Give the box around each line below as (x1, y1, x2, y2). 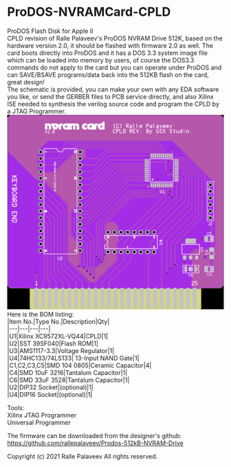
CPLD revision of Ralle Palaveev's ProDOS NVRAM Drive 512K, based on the (7, 34, 223, 42)
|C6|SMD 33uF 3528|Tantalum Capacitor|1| (7, 376, 130, 385)
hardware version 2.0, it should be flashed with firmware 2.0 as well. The (7, 41, 214, 49)
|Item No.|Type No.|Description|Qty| (7, 317, 110, 326)
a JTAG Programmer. (7, 107, 67, 115)
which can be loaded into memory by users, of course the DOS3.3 (7, 56, 195, 64)
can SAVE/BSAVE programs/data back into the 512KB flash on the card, (7, 70, 210, 79)
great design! (7, 78, 45, 86)
